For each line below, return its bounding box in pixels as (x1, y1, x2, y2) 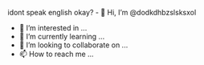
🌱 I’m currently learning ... (18, 32, 105, 41)
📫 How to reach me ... (18, 49, 94, 59)
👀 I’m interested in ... (18, 23, 88, 32)
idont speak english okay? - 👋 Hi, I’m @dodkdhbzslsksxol (7, 8, 197, 17)
